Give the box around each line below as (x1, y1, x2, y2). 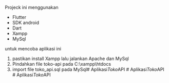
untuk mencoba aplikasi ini (5, 46, 62, 51)
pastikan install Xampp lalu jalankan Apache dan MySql (12, 56, 129, 62)
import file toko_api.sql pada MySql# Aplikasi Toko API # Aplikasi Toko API (12, 66, 165, 72)
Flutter (12, 14, 27, 20)
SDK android (12, 20, 40, 25)
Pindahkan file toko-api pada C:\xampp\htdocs (12, 61, 111, 67)
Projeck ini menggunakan (5, 5, 59, 10)
